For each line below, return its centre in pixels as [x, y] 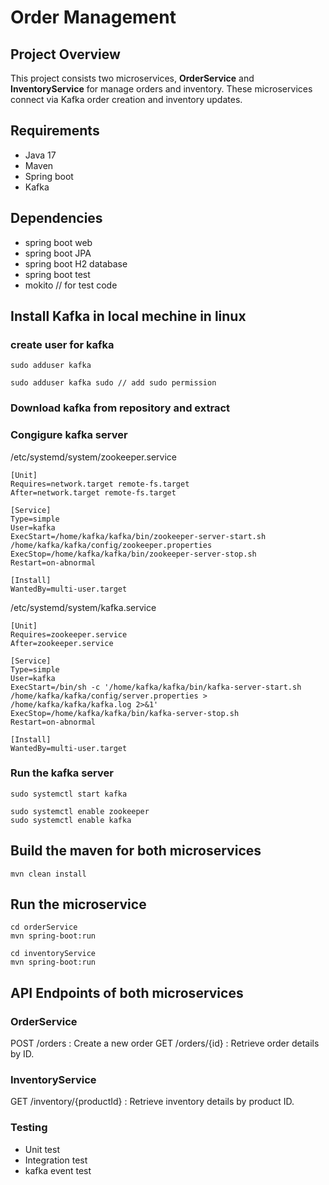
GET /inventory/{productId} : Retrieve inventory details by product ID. [152, 1102]
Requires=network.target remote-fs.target [100, 484]
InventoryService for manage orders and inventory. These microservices [161, 89]
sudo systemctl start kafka [69, 794]
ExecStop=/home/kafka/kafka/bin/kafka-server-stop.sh [125, 713]
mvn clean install [48, 874]
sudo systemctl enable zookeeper [80, 811]
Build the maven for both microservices [136, 851]
